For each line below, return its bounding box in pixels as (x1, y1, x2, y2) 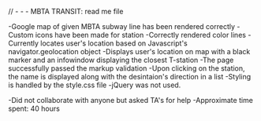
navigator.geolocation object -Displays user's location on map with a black (8, 47, 251, 56)
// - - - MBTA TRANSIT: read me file (8, 7, 124, 16)
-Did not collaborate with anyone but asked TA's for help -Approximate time (8, 96, 254, 104)
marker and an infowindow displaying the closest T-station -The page (8, 55, 234, 64)
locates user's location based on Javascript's (40, 38, 188, 48)
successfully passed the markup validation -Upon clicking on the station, (8, 64, 246, 73)
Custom (8, 31, 34, 39)
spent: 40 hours (8, 104, 61, 113)
